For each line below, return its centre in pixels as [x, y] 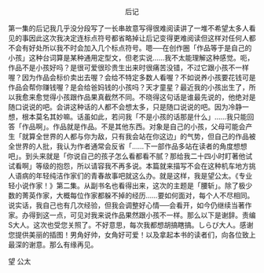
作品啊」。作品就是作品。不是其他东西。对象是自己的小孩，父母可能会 [134, 127]
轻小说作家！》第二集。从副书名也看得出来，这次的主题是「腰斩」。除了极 [127, 186]
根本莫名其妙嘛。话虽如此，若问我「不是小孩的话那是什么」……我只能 [134, 117]
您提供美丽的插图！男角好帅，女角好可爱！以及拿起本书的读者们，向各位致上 [132, 235]
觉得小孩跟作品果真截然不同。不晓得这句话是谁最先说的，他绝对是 [149, 97]
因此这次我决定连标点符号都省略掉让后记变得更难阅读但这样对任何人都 [142, 38]
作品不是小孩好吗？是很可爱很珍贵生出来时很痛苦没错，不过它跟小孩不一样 [128, 68]
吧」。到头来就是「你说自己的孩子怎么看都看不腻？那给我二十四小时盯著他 [127, 156]
